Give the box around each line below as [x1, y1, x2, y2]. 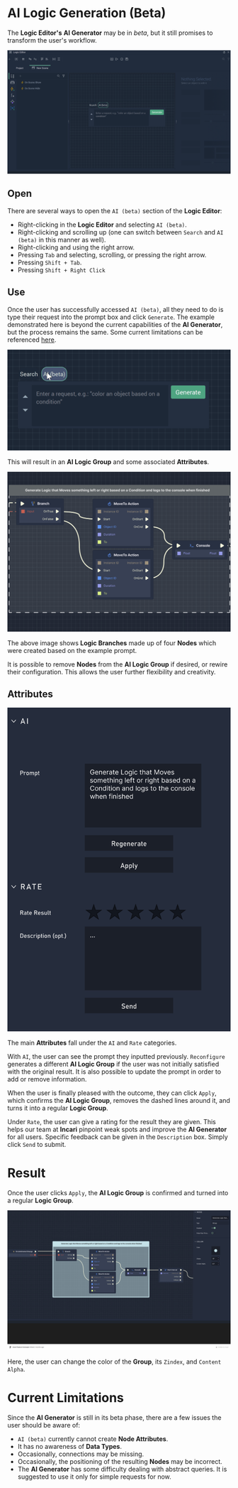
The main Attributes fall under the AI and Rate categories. [7, 1038, 177, 1047]
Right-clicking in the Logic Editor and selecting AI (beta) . [17, 220, 188, 229]
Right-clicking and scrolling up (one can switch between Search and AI [17, 227, 224, 236]
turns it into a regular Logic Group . [7, 1104, 108, 1112]
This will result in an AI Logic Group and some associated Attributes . [7, 458, 210, 466]
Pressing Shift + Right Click [17, 265, 106, 274]
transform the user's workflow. [7, 36, 97, 44]
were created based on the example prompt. [7, 646, 137, 654]
